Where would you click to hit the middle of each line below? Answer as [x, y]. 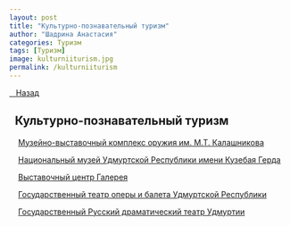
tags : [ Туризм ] [37, 51]
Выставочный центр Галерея [73, 177]
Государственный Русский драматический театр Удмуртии [131, 212]
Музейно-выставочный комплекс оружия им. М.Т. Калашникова [141, 142]
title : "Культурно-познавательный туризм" [89, 26]
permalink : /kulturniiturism [63, 68]
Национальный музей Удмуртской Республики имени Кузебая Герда [149, 159]
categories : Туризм [46, 42]
